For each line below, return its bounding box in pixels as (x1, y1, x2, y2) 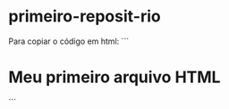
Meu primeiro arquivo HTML (8, 67, 221, 88)
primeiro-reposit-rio (8, 6, 162, 27)
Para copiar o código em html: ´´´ (8, 36, 130, 46)
